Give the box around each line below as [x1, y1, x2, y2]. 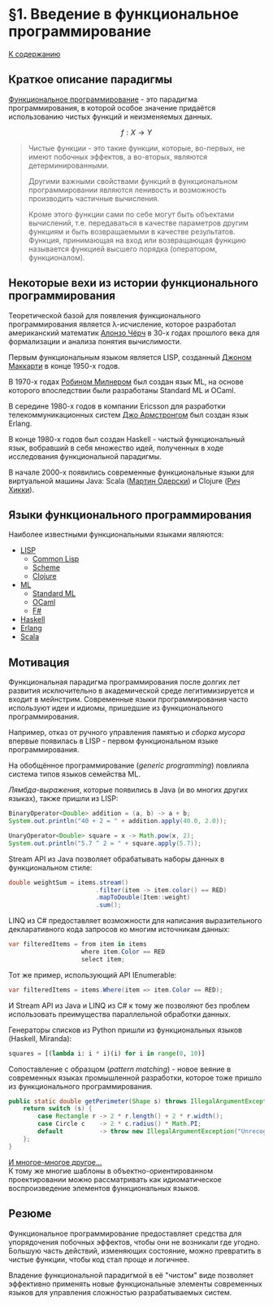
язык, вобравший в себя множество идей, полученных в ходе [8, 443, 224, 453]
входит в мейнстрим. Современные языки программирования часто [8, 694, 249, 704]
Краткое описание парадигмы [8, 72, 173, 86]
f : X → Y [120, 127, 153, 137]
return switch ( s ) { [23, 1105, 93, 1113]
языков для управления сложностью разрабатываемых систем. [8, 1287, 232, 1297]
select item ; [80, 955, 126, 963]
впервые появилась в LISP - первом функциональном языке [8, 736, 219, 746]
